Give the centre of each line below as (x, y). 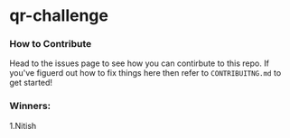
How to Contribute (51, 44)
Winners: (30, 106)
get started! (31, 83)
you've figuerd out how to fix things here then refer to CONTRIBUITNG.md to (145, 73)
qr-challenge (59, 16)
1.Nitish (23, 125)
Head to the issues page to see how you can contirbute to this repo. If (139, 63)
